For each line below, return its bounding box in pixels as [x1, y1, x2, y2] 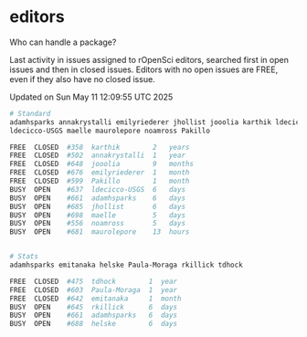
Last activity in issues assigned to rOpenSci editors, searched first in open [9, 54, 290, 65]
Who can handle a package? [9, 37, 117, 47]
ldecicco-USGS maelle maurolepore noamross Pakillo [9, 126, 210, 135]
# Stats [9, 252, 39, 261]
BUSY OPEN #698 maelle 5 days [9, 210, 185, 220]
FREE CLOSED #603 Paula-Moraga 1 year [9, 285, 178, 294]
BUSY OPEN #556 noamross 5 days [9, 219, 185, 228]
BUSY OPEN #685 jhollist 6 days [9, 202, 185, 211]
